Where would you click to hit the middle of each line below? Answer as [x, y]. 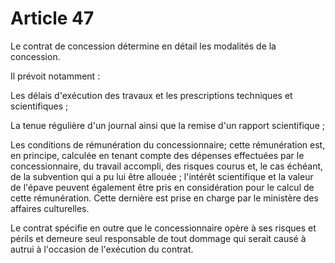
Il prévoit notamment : [55, 76]
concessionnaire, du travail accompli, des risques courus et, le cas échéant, [167, 166]
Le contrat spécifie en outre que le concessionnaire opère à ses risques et [163, 228]
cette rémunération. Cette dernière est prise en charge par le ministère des [164, 198]
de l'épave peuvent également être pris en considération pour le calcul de [162, 187]
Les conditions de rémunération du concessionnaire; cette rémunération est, [168, 144]
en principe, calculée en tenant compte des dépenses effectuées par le [157, 155]
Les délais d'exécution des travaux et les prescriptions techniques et [151, 95]
